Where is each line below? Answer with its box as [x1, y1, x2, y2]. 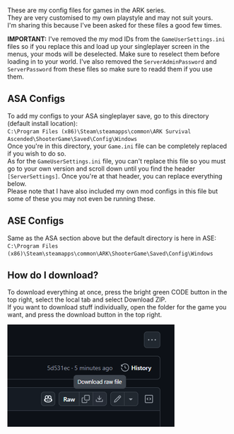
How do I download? [7, 269, 99, 282]
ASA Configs [7, 93, 66, 105]
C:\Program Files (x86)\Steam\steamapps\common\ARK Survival [7, 127, 192, 135]
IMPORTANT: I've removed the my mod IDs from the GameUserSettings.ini [7, 35, 226, 43]
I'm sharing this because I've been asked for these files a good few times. [7, 21, 223, 29]
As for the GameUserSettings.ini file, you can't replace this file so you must [7, 156, 226, 165]
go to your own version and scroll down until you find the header [7, 164, 196, 173]
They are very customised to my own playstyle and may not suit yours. [7, 13, 213, 22]
